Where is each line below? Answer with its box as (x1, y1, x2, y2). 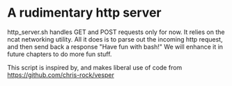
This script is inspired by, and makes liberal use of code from (7, 63, 183, 71)
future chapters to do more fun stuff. (7, 50, 112, 58)
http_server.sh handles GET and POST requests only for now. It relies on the (7, 28, 225, 36)
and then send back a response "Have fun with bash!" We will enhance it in (7, 42, 224, 51)
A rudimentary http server (7, 5, 162, 21)
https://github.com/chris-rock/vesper (7, 71, 115, 79)
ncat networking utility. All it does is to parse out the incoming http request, (7, 35, 223, 43)
